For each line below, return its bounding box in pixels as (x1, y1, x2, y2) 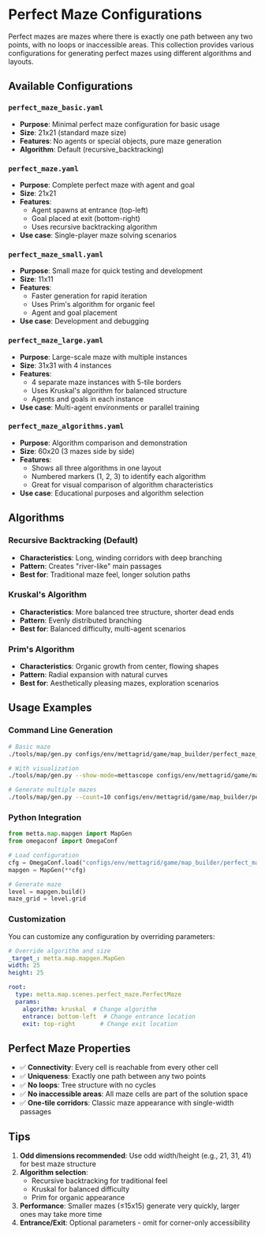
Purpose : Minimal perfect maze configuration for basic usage (19, 119, 221, 129)
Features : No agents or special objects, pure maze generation (19, 136, 222, 145)
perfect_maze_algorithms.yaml (8, 422, 125, 431)
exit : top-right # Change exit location (22, 1020, 178, 1027)
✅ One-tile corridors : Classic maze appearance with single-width (19, 1098, 234, 1108)
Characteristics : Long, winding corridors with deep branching (19, 552, 222, 562)
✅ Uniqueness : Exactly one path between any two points (19, 1072, 207, 1081)
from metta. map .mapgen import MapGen (8, 830, 132, 838)
